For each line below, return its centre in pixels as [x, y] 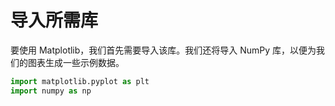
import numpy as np [51, 91]
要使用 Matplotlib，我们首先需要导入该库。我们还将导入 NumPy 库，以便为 [163, 50]
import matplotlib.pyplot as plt [80, 81]
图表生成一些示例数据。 [76, 62]
